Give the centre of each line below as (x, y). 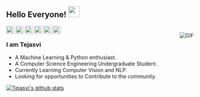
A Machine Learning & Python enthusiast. (65, 58)
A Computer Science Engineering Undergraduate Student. (86, 64)
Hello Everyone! (36, 15)
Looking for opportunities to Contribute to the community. (85, 76)
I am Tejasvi (24, 44)
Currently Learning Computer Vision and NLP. (71, 70)
